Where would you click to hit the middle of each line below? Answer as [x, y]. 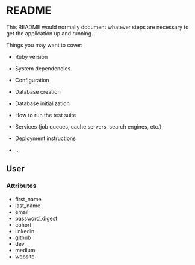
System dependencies [43, 68]
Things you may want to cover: [45, 45]
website [25, 257]
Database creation [38, 91]
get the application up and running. [50, 33]
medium [25, 250]
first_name [28, 199]
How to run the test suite [45, 115]
